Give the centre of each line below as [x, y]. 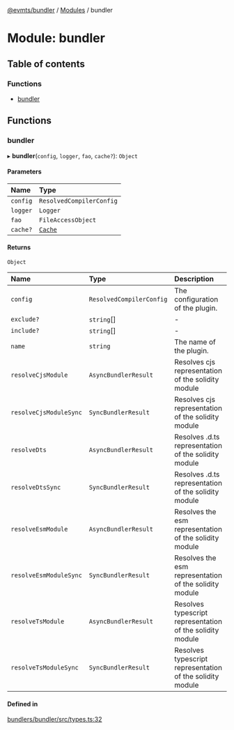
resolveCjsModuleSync [46, 412]
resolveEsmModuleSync [46, 575]
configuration [196, 299]
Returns [19, 247]
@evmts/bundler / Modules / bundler [60, 10]
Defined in [23, 704]
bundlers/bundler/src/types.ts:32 [55, 720]
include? [25, 331]
